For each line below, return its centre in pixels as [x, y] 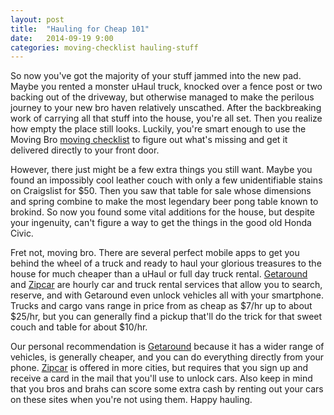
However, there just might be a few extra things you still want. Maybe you [161, 170]
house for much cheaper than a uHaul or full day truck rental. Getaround [159, 274]
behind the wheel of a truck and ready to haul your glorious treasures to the [166, 263]
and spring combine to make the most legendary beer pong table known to [164, 202]
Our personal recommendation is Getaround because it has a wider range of [167, 347]
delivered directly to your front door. [85, 150]
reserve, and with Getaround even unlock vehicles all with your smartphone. [167, 295]
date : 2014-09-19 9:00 [62, 38]
